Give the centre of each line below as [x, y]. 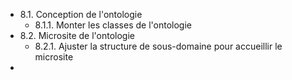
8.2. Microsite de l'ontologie [77, 35]
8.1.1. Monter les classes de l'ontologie [113, 25]
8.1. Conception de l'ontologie [81, 14]
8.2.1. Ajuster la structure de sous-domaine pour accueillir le [158, 46]
